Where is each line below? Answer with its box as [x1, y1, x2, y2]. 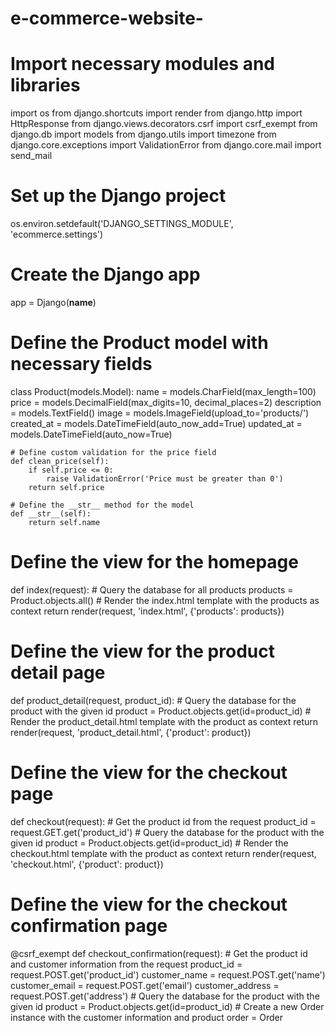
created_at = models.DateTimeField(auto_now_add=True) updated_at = [10, 417, 303, 429]
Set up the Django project [10, 185, 227, 207]
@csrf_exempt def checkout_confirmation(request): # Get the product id [10, 947, 308, 959]
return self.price [28, 482, 105, 492]
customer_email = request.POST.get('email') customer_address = [10, 979, 280, 991]
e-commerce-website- [10, 7, 204, 30]
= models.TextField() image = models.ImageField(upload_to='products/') [10, 407, 310, 419]
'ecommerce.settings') [10, 228, 104, 241]
